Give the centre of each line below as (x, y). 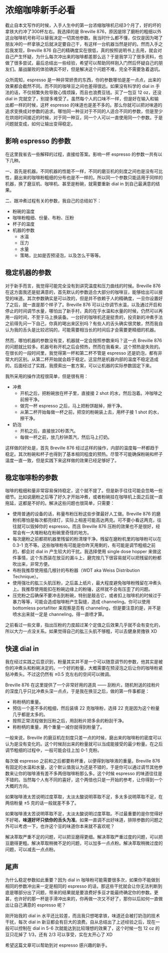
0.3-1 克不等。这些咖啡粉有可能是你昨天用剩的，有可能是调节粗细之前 (84, 545)
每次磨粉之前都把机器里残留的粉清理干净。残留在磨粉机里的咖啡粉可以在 (87, 539)
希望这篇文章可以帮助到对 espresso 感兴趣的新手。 (57, 945)
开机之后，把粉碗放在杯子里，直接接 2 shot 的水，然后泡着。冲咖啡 (89, 393)
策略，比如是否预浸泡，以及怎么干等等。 (61, 255)
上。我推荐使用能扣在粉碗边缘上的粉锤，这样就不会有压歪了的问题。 (82, 589)
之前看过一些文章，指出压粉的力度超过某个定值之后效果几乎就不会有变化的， (84, 625)
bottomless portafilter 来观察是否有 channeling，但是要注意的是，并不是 (87, 608)
